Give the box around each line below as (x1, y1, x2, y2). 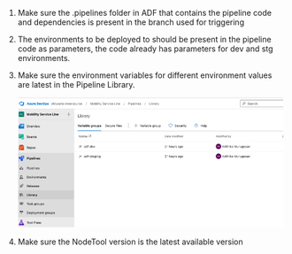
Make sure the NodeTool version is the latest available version (17, 236, 243, 247)
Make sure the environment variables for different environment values (17, 70, 273, 81)
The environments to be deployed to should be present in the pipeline (17, 35, 272, 44)
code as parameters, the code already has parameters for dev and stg (17, 43, 273, 54)
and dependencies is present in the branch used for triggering (17, 17, 245, 27)
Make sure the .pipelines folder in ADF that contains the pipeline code (17, 8, 273, 18)
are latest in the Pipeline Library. (17, 80, 135, 89)
